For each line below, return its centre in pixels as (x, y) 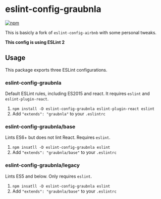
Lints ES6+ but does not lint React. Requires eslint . (58, 137)
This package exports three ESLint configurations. (56, 70)
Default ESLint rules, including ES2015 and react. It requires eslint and (78, 94)
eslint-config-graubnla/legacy (43, 165)
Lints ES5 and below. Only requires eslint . (49, 176)
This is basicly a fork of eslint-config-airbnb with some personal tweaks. (81, 32)
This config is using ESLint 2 (35, 42)
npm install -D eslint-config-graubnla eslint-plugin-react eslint (83, 109)
